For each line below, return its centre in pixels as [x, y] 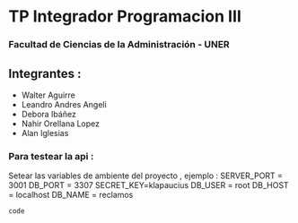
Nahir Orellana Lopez [61, 124]
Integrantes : [45, 73]
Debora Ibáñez [49, 114]
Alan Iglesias [45, 133]
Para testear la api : [51, 156]
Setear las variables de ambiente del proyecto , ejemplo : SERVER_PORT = [146, 176]
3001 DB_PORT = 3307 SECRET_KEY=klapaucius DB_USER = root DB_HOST [149, 185]
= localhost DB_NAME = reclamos [71, 195]
